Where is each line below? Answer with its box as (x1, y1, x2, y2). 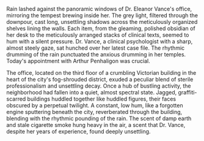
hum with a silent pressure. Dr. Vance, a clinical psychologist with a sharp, (6, 38, 193, 45)
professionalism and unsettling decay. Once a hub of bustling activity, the (6, 82, 191, 90)
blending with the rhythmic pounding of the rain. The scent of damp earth (6, 115, 192, 122)
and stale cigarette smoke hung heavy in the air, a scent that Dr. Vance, (6, 121, 186, 128)
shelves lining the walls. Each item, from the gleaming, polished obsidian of (6, 25, 195, 32)
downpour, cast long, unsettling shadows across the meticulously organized (6, 18, 198, 25)
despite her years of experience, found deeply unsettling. (6, 128, 151, 135)
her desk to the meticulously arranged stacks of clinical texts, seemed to (6, 31, 189, 39)
